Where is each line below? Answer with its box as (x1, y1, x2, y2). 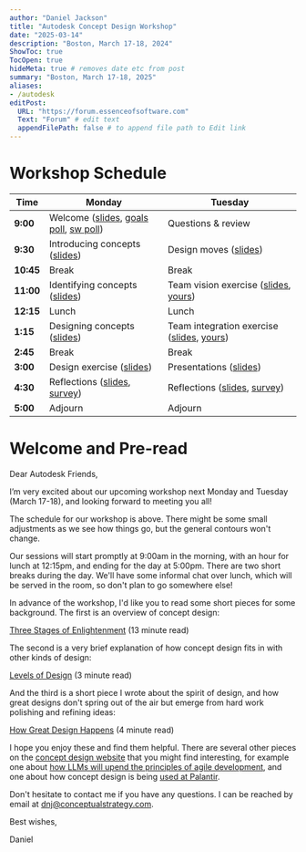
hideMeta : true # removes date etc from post (9, 65, 185, 74)
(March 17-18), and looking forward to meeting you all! (9, 495, 212, 506)
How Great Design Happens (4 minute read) (9, 724, 175, 735)
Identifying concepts (48, 278, 138, 291)
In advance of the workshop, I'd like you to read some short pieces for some (9, 597, 296, 608)
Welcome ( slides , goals (48, 211, 148, 223)
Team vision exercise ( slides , (167, 278, 291, 291)
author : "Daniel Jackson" (9, 13, 107, 23)
